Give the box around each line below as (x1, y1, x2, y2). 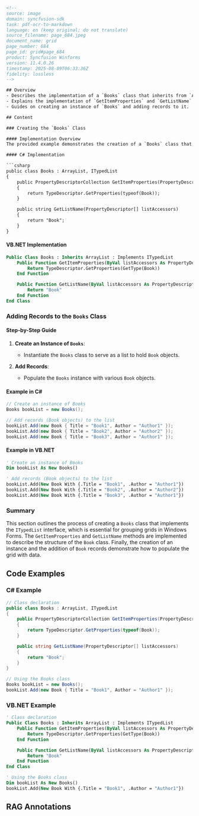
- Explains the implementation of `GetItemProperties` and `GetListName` (6, 98, 192, 104)
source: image (6, 10, 41, 17)
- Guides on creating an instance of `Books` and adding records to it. (6, 104, 190, 110)
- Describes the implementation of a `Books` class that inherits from (6, 93, 187, 99)
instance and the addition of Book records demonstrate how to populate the (6, 545, 190, 552)
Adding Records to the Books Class (6, 312, 107, 320)
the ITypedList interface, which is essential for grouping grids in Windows (6, 526, 187, 534)
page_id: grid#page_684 (6, 49, 65, 55)
